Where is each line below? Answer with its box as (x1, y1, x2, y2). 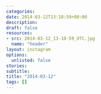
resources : (6, 30, 33, 36)
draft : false (6, 25, 38, 31)
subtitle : (6, 68, 30, 74)
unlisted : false (11, 57, 51, 63)
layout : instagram (6, 47, 51, 53)
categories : (6, 8, 35, 15)
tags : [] (6, 79, 27, 85)
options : (6, 52, 27, 58)
